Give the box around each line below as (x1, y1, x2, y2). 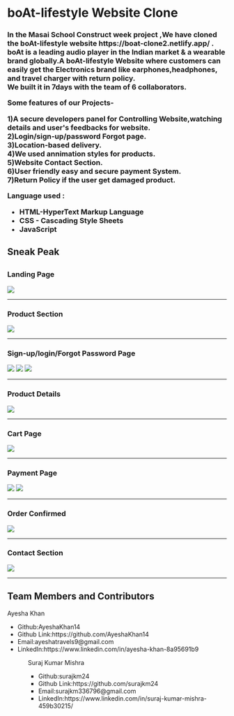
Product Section (7, 309, 63, 319)
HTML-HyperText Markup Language (19, 207, 144, 217)
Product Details (7, 389, 61, 399)
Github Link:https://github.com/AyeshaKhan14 (17, 630, 150, 638)
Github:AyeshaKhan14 (17, 622, 81, 631)
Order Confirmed (7, 509, 66, 518)
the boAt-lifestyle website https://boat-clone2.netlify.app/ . (7, 38, 214, 48)
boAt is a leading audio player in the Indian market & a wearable (7, 48, 226, 57)
